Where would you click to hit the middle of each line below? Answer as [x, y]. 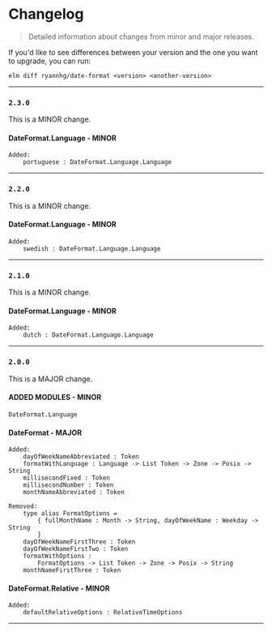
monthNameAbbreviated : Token [74, 492]
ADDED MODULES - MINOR [55, 398]
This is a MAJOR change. [51, 379]
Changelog [46, 14]
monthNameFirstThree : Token [72, 570]
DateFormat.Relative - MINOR [59, 588]
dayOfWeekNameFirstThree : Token [79, 542]
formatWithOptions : [57, 557]
